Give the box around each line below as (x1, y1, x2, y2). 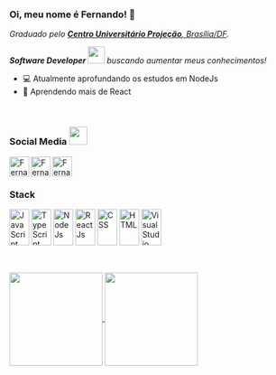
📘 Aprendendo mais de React (22, 86, 132, 98)
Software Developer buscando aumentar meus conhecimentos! (9, 55, 267, 66)
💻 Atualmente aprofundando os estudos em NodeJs (22, 73, 218, 84)
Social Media (9, 136, 68, 148)
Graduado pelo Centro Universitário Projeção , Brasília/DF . (9, 29, 230, 40)
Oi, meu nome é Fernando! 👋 (9, 8, 135, 21)
